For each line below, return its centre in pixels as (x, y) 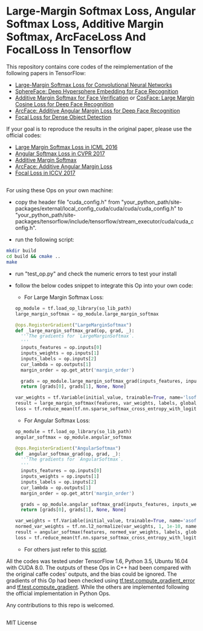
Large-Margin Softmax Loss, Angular (101, 11)
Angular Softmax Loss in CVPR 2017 (60, 154)
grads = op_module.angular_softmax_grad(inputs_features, (95, 504)
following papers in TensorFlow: (46, 73)
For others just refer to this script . (66, 549)
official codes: (24, 135)
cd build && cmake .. (34, 257)
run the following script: (44, 240)
